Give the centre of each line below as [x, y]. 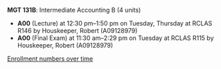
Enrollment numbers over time [50, 59]
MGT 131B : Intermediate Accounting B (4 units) [74, 10]
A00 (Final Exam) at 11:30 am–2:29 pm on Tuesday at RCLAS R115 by [115, 38]
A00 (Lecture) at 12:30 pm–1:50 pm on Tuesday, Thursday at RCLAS [115, 23]
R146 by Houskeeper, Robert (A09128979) [77, 31]
